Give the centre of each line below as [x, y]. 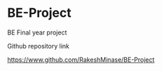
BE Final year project [37, 32]
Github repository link [39, 46]
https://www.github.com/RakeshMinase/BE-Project [81, 59]
